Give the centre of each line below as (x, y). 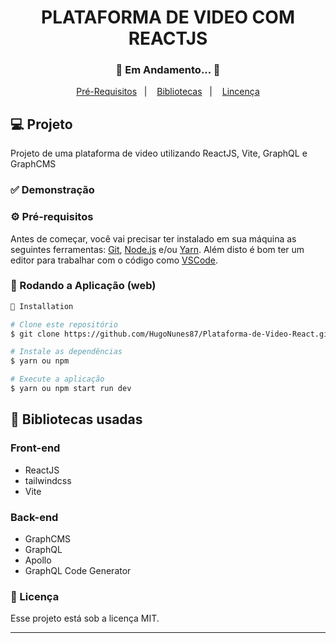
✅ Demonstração (52, 190)
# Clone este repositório (64, 324)
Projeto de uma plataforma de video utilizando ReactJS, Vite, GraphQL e (159, 153)
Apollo (38, 560)
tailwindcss (48, 480)
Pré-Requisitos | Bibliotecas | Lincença (168, 92)
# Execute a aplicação (57, 379)
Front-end (35, 448)
